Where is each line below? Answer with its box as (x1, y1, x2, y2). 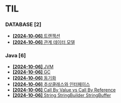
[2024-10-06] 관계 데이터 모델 (12, 39, 75, 45)
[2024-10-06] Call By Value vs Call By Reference (12, 86, 116, 93)
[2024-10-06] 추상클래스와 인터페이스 (12, 81, 90, 87)
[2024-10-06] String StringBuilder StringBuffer (12, 92, 111, 98)
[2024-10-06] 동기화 (12, 75, 57, 81)
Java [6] (5, 52, 26, 59)
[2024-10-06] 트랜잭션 (12, 33, 61, 39)
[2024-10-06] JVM (12, 63, 54, 69)
